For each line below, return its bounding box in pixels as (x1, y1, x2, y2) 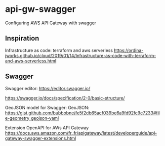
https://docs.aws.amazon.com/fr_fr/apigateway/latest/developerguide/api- (5, 130, 157, 136)
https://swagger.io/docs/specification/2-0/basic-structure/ (5, 95, 125, 101)
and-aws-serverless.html (5, 58, 57, 64)
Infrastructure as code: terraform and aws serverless (5, 47, 113, 53)
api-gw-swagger (5, 3, 76, 15)
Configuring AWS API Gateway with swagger (5, 20, 96, 26)
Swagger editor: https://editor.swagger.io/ (5, 85, 90, 91)
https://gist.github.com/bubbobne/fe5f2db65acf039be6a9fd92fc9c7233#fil (5, 110, 160, 116)
